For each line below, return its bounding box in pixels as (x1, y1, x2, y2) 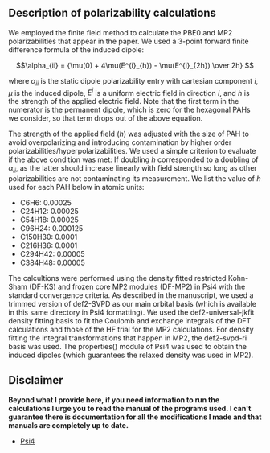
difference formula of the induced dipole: (8, 44, 145, 55)
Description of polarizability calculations (8, 6, 217, 20)
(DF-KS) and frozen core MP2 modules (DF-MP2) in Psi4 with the (29, 282, 246, 292)
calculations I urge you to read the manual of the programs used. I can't (8, 403, 252, 413)
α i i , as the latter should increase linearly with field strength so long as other (8, 163, 257, 175)
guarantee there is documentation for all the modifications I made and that (8, 412, 262, 422)
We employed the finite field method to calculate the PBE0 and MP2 (8, 27, 233, 37)
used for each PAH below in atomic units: (8, 183, 145, 192)
